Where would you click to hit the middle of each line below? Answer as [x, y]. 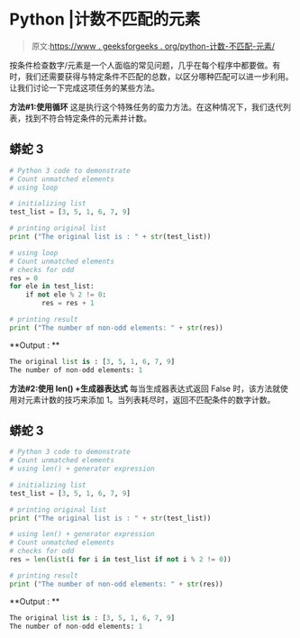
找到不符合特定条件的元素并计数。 [88, 118]
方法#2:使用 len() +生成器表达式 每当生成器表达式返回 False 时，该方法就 [145, 388]
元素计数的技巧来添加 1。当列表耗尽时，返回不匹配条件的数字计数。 [150, 399]
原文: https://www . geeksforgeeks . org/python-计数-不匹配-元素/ [153, 46]
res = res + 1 [68, 304]
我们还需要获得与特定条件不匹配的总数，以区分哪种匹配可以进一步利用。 [159, 76]
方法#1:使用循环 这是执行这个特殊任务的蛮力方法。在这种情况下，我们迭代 [146, 106]
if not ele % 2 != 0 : [66, 295]
